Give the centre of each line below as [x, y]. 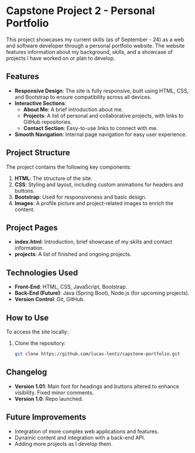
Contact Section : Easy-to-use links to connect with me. [90, 128]
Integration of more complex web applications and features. [87, 431]
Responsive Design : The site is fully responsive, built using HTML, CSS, [102, 91]
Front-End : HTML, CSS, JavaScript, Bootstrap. [71, 287]
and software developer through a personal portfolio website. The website [95, 46]
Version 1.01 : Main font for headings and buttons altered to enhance [97, 386]
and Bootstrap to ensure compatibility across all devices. [83, 97]
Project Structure [38, 153]
